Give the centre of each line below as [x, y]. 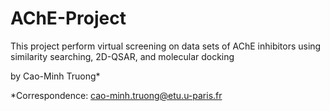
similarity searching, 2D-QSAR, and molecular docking [122, 56]
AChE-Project [68, 18]
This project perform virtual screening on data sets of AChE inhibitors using [166, 46]
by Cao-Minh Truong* [55, 76]
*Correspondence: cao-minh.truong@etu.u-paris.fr [116, 95]
